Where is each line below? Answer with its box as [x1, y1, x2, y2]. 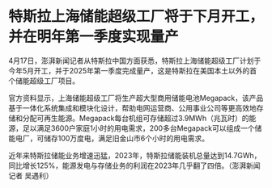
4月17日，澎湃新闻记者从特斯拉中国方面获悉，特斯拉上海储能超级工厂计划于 [8, 56, 261, 65]
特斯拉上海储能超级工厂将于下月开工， [8, 7, 265, 26]
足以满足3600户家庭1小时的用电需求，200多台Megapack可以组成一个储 [22, 123, 262, 133]
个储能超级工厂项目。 [8, 76, 79, 86]
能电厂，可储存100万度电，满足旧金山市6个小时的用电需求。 [8, 133, 210, 143]
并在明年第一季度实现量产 [8, 27, 180, 46]
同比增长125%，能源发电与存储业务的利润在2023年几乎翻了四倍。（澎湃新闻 [8, 161, 261, 170]
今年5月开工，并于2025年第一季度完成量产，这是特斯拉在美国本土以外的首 [8, 65, 257, 75]
